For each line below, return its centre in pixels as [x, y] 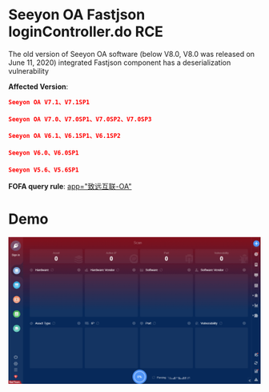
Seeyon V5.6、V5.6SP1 [44, 170]
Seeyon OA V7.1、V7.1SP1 [49, 102]
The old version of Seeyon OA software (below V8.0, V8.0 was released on [131, 54]
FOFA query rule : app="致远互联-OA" [70, 186]
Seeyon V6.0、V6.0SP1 [44, 153]
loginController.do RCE [86, 32]
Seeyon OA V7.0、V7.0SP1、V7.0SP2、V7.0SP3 [80, 119]
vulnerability [29, 71]
